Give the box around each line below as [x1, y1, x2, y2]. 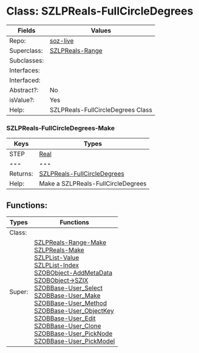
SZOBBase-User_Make [34, 292, 101, 300]
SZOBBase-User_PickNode [34, 329, 113, 338]
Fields [17, 26, 36, 35]
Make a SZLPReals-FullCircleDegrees [39, 179, 147, 188]
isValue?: [9, 95, 35, 104]
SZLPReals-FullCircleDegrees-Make [6, 123, 115, 132]
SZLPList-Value [34, 253, 79, 262]
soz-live [49, 36, 74, 45]
